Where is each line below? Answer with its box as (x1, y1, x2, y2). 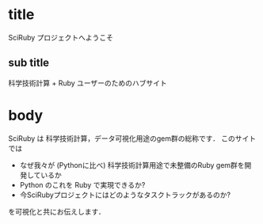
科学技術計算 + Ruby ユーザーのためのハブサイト (8, 78, 168, 88)
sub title (8, 56, 50, 70)
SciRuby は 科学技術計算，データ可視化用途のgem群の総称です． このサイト (8, 133, 257, 143)
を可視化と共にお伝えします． (8, 207, 105, 216)
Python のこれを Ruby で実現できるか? (19, 180, 146, 189)
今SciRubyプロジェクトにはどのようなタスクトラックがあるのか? (19, 190, 231, 199)
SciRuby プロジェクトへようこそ (8, 32, 113, 42)
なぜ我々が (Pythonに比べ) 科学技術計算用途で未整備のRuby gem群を (19, 160, 245, 169)
